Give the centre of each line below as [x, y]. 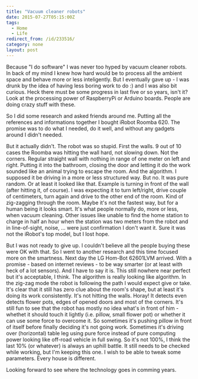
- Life [19, 34]
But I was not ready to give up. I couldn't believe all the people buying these [98, 245]
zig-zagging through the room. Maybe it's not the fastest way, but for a [92, 202]
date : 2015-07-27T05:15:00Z [41, 17]
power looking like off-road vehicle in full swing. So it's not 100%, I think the [98, 339]
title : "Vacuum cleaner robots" [46, 12]
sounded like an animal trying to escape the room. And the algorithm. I [91, 171]
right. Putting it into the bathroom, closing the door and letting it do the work [98, 165]
